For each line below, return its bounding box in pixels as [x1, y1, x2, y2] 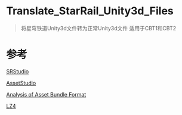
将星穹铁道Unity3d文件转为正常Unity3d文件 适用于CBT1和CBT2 [20, 24, 177, 32]
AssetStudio [6, 79, 36, 86]
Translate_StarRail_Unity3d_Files [6, 4, 174, 18]
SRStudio [6, 67, 29, 75]
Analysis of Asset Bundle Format [6, 91, 87, 98]
